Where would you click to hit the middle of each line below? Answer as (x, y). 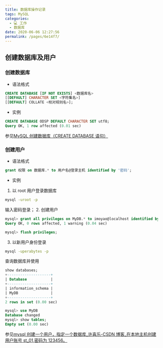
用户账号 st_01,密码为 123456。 (36, 340)
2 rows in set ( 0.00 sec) (31, 302)
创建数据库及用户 (31, 58)
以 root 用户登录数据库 (34, 191)
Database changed (23, 315)
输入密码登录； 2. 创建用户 (32, 209)
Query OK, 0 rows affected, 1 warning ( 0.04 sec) (56, 223)
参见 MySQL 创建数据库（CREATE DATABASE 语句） (57, 136)
